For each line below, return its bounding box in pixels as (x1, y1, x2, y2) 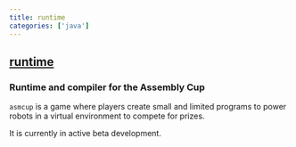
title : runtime (9, 12, 66, 22)
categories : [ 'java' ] (9, 21, 90, 30)
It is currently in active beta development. (9, 128, 162, 139)
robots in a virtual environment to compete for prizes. (9, 110, 205, 121)
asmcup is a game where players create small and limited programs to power (9, 102, 287, 112)
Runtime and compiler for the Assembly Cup (9, 81, 205, 94)
